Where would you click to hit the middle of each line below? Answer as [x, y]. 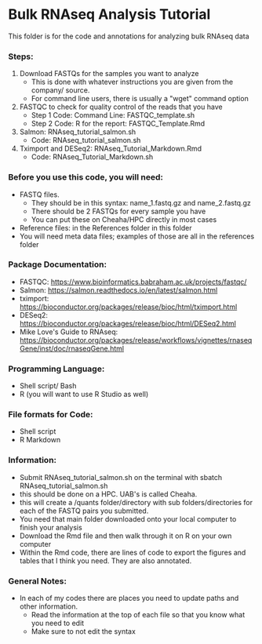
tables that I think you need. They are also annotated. [106, 560]
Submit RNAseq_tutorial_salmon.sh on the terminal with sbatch [120, 477]
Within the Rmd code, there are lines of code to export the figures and [133, 552]
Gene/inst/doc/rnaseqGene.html [71, 348]
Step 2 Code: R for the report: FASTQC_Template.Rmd [118, 124]
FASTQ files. [40, 195]
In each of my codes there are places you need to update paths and [129, 599]
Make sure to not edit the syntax [83, 631]
